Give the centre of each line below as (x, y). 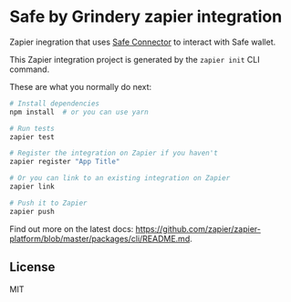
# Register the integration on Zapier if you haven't (114, 153)
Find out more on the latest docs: (72, 228)
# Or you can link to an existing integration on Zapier (120, 178)
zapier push (32, 211)
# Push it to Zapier (49, 203)
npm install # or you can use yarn (79, 112)
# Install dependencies (55, 103)
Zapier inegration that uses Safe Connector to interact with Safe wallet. (143, 42)
